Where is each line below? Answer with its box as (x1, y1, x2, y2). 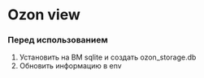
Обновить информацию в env (19, 61, 123, 71)
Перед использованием (7, 35, 108, 46)
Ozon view (7, 6, 80, 24)
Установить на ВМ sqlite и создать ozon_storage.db (19, 52, 197, 62)
